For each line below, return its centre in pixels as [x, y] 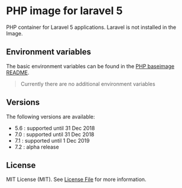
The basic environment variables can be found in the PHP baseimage [90, 66]
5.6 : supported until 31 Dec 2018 [55, 128]
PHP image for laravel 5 [64, 11]
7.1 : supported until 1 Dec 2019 [52, 140]
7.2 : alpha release [37, 147]
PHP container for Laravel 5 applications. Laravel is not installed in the [91, 27]
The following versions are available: [51, 117]
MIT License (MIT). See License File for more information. [76, 179]
